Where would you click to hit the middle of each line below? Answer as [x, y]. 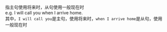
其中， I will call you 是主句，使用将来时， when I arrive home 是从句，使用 [84, 18]
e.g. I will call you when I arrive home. [44, 13]
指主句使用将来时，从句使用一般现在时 [44, 7]
